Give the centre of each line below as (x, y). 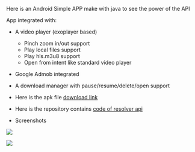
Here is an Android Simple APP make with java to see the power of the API (98, 9)
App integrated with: (32, 20)
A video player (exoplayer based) (56, 32)
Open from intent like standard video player (78, 63)
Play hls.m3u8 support (52, 56)
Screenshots (31, 120)
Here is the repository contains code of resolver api (79, 109)
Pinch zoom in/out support (57, 43)
